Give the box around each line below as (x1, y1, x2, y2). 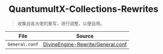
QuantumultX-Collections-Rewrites (8, 3, 159, 15)
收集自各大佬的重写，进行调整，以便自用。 (17, 20, 105, 26)
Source (76, 32, 94, 39)
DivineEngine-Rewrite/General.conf (43, 41, 127, 48)
